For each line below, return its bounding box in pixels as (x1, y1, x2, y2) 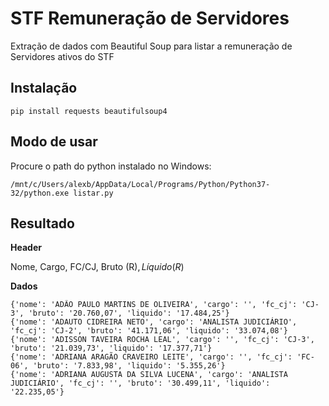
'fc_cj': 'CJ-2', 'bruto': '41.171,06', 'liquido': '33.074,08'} (10, 326, 288, 336)
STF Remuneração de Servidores (10, 7, 290, 30)
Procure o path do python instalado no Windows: (10, 160, 212, 172)
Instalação (10, 80, 78, 97)
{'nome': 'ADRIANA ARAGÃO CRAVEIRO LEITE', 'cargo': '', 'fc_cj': (10, 352, 293, 362)
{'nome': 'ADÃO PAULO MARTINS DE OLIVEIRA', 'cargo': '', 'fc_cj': (10, 300, 298, 310)
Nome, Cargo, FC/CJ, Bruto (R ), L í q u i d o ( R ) (10, 261, 185, 273)
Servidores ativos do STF (10, 50, 115, 62)
